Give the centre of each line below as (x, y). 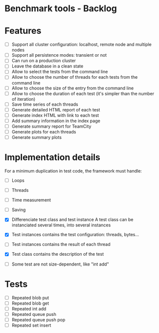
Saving (19, 210)
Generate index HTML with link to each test (55, 115)
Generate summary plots (37, 137)
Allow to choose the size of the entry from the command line (73, 88)
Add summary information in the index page (56, 121)
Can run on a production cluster (44, 61)
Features (23, 31)
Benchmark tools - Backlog (61, 9)
